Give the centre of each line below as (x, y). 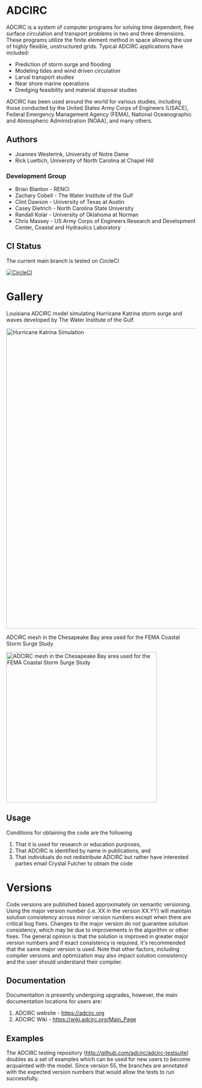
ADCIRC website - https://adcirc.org (60, 1013)
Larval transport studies (44, 77)
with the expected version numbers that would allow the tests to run (90, 1072)
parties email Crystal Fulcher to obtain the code (74, 863)
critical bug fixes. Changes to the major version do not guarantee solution (97, 923)
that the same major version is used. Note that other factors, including (93, 949)
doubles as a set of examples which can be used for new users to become (98, 1059)
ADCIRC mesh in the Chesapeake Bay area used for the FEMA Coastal (93, 637)
